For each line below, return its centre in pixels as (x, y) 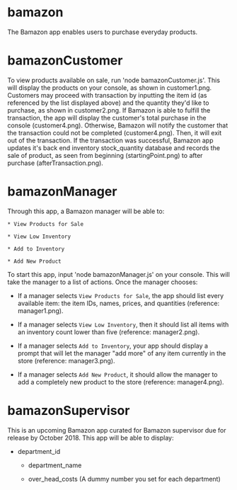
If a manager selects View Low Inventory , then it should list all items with (123, 324)
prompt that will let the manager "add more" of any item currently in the (122, 353)
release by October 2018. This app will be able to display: (91, 438)
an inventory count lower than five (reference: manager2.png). (109, 332)
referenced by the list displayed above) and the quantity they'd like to (108, 103)
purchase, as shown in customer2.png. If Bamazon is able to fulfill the (109, 110)
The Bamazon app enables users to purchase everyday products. (103, 32)
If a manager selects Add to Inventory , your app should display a (113, 346)
